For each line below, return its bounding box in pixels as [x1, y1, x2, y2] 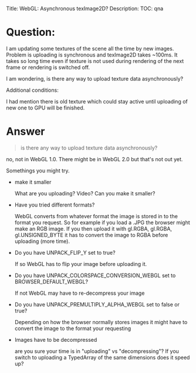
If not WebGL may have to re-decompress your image [14, 289, 145, 297]
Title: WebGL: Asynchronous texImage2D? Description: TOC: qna [6, 5, 164, 12]
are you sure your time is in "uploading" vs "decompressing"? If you [14, 347, 179, 355]
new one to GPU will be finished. [6, 104, 85, 111]
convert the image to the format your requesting [14, 325, 131, 332]
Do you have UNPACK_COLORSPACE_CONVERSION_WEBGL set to [14, 272, 176, 279]
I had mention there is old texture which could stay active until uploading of [6, 98, 188, 105]
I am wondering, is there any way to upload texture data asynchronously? [6, 75, 184, 82]
